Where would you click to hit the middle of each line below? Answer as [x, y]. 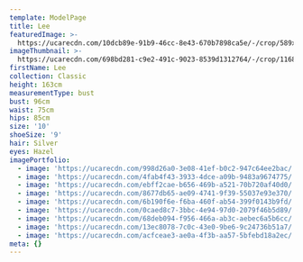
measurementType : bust [52, 93]
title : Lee [30, 26]
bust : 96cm [30, 101]
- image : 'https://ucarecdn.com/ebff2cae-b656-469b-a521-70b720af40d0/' [157, 185]
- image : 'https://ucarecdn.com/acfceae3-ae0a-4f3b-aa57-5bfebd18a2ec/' [157, 235]
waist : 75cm [32, 110]
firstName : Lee [38, 68]
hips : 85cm [30, 118]
